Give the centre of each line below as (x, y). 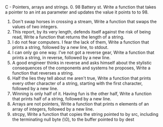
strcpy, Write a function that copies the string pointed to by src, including (85, 114)
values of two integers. (35, 27)
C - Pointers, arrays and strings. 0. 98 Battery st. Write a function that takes (81, 7)
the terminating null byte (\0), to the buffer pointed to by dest (73, 119)
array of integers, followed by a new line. (53, 109)
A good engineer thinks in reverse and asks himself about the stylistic (82, 63)
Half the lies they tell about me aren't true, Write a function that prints (81, 78)
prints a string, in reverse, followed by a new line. (61, 57)
